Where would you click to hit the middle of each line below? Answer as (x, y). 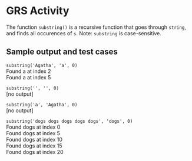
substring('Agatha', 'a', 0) (42, 65)
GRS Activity (38, 11)
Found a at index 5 (29, 77)
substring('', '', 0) (33, 88)
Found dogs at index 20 (35, 152)
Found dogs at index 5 (33, 133)
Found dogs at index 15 (34, 146)
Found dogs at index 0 (33, 127)
